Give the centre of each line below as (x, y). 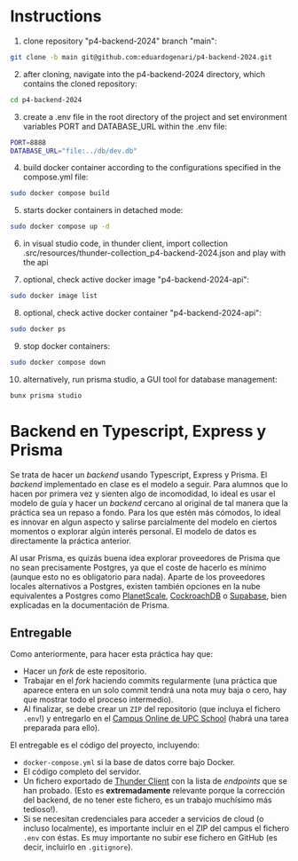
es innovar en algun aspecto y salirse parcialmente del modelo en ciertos (144, 522)
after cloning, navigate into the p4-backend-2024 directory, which (144, 74)
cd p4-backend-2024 (46, 99)
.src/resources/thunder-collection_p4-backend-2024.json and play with (154, 253)
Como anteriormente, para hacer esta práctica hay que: (112, 654)
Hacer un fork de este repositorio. (85, 671)
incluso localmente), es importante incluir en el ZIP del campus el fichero (156, 828)
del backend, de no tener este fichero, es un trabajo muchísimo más (147, 800)
